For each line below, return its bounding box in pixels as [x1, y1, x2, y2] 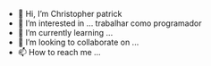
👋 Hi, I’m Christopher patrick [17, 9, 122, 19]
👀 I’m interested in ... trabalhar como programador [17, 18, 202, 29]
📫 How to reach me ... [17, 47, 101, 57]
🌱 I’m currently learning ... [17, 28, 114, 37]
